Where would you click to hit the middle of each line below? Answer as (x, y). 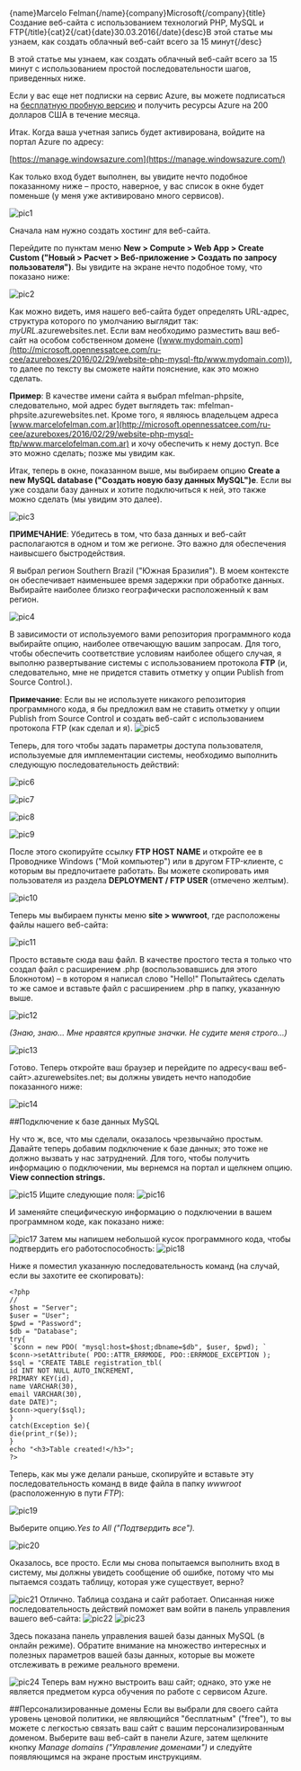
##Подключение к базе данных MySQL (84, 1122)
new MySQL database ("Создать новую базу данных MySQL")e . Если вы (150, 480)
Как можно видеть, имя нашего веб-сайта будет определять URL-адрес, (149, 311)
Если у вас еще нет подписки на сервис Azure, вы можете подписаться (147, 95)
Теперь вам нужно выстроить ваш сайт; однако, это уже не (156, 1682)
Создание (28, 22)
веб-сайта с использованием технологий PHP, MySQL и (156, 22)
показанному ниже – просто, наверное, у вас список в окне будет (137, 186)
